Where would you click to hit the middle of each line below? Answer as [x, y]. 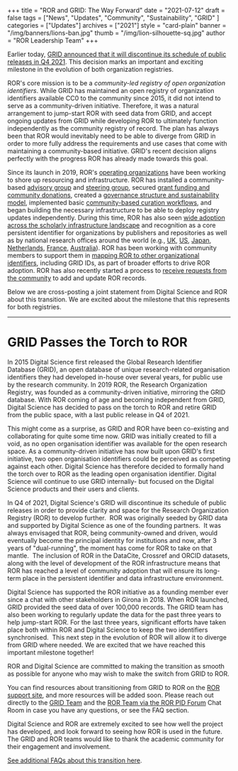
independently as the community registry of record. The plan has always [113, 128]
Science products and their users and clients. [73, 489]
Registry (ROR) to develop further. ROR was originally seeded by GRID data [118, 517]
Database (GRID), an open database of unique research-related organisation [119, 370]
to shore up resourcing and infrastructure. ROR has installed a [97, 180]
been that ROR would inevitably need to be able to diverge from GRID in [112, 136]
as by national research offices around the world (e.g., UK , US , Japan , [109, 240]
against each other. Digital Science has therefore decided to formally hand [116, 466]
